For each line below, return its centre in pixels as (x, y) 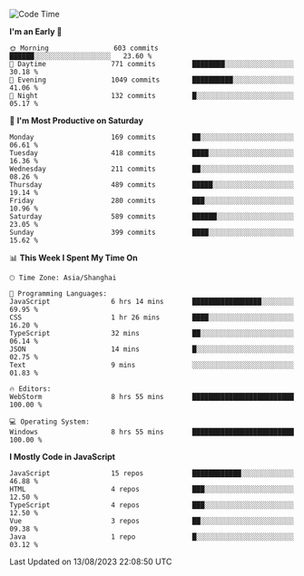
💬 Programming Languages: (58, 294)
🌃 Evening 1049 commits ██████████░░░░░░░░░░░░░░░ (152, 80)
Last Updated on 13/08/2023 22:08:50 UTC (91, 561)
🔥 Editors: (30, 389)
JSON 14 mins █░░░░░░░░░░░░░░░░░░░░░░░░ (152, 349)
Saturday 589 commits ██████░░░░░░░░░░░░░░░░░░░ (152, 217)
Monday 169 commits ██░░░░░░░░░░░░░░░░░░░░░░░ (152, 137)
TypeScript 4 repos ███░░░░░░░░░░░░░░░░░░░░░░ (152, 505)
